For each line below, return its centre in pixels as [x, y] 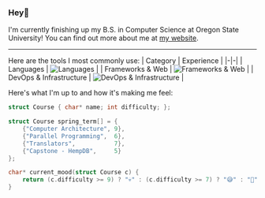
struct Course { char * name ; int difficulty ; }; [90, 107]
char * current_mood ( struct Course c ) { [74, 173]
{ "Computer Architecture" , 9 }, [74, 129]
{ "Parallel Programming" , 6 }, [74, 136]
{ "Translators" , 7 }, [74, 144]
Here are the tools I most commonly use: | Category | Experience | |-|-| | [125, 61]
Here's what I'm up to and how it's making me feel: [91, 93]
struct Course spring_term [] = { [63, 121]
